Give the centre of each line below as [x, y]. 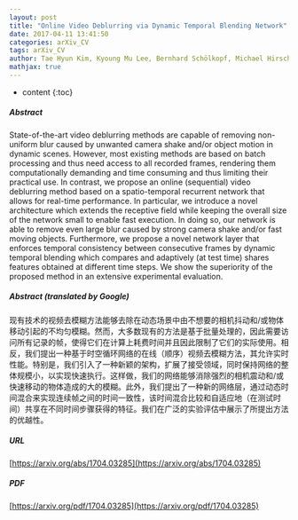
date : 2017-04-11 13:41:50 [59, 34]
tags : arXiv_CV [37, 51]
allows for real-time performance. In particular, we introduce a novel [133, 201]
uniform [24, 144]
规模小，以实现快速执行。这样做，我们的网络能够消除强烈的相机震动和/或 [150, 375]
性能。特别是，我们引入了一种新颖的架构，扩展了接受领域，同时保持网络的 [145, 364]
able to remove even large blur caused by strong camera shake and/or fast [145, 229]
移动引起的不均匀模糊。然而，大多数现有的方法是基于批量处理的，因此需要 [145, 331]
